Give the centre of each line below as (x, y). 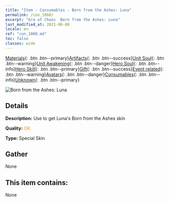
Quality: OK (18, 128)
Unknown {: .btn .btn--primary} (47, 79)
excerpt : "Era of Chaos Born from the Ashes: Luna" (63, 19)
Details (17, 106)
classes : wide (20, 44)
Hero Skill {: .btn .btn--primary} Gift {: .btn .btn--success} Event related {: (89, 69)
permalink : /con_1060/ (29, 15)
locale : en (17, 29)
